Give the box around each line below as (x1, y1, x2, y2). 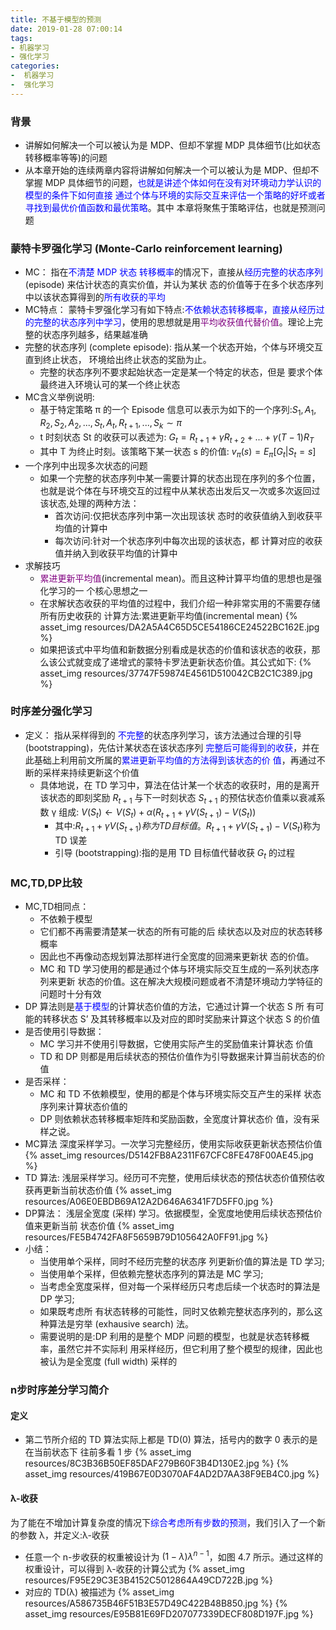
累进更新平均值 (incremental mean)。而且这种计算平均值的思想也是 (39, 572, 313, 584)
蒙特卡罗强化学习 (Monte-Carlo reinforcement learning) (10, 241, 283, 255)
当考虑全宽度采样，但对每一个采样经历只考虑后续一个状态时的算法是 (39, 1281, 321, 1293)
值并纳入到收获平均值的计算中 (54, 547, 178, 559)
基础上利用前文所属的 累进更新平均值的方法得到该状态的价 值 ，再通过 (33, 754, 317, 766)
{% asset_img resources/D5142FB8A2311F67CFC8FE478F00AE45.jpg (24, 1149, 314, 1161)
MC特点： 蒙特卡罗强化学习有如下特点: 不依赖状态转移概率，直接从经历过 (24, 304, 325, 316)
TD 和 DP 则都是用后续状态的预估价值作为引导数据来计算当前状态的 (39, 1051, 317, 1063)
